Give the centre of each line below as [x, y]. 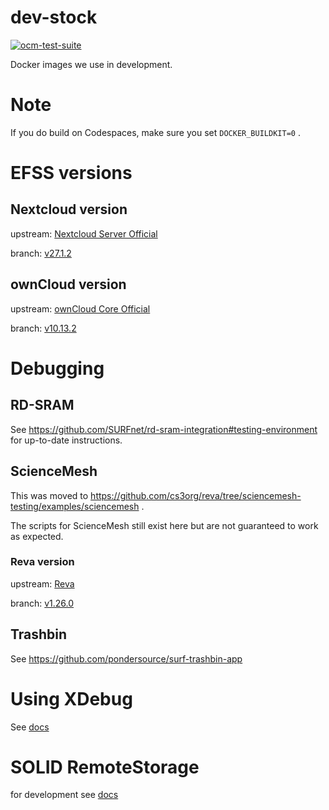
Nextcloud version [69, 209]
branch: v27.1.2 [41, 253]
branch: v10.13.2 [43, 328]
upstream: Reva [42, 583]
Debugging [57, 368]
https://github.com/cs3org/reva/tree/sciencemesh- [196, 495]
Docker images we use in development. [91, 64]
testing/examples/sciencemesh [75, 506]
